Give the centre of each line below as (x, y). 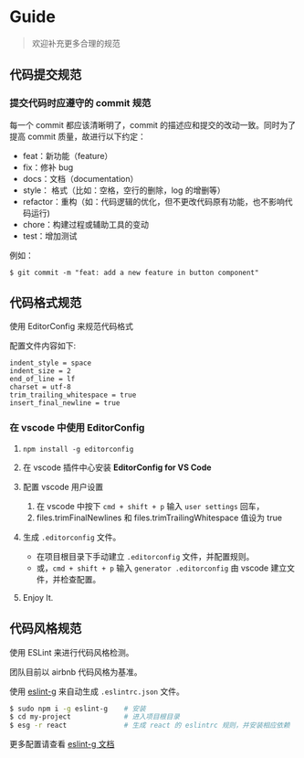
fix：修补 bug (48, 167)
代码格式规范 (46, 303)
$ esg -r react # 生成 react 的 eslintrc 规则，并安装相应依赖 (150, 726)
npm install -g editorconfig (78, 449)
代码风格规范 (46, 629)
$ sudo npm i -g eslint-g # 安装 (78, 709)
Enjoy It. (38, 597)
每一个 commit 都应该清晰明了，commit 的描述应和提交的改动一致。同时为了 (153, 124)
